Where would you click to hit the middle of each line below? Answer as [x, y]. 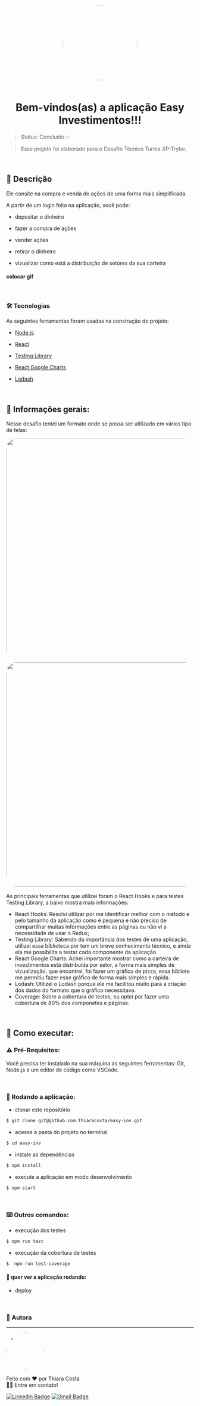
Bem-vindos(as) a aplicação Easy [100, 108]
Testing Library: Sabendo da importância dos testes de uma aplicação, [101, 939]
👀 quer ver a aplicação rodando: [46, 1277]
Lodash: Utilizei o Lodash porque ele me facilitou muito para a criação [100, 984]
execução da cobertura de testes [55, 1252]
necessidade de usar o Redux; [52, 933]
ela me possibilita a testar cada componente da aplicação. [86, 952]
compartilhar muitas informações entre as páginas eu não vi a [90, 927]
